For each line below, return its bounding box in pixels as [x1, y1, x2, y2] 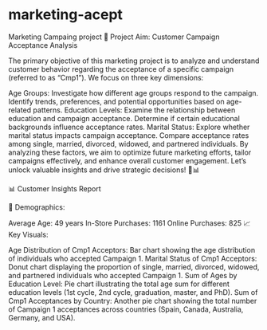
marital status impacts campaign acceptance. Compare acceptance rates [8, 130, 249, 140]
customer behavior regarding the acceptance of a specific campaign [8, 64, 234, 73]
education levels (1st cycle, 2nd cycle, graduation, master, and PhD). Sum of [8, 287, 258, 297]
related [8, 105, 32, 115]
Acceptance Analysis [8, 40, 78, 49]
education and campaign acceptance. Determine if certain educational [8, 113, 241, 123]
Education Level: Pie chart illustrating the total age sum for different [8, 279, 230, 289]
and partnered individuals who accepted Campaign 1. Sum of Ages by [8, 270, 238, 280]
